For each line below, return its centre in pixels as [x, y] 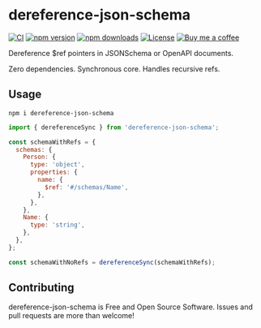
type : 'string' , [57, 225]
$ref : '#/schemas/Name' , [86, 187]
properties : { [54, 172]
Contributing [41, 288]
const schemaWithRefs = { [52, 142]
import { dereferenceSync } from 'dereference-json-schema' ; [114, 127]
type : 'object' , [57, 165]
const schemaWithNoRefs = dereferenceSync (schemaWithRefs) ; [112, 262]
